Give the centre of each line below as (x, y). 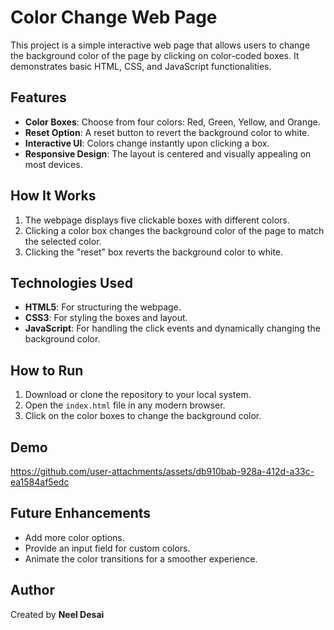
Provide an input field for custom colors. (107, 548)
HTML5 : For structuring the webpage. (103, 307)
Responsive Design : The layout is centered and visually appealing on (168, 153)
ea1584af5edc (40, 482)
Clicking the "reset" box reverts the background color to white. (154, 252)
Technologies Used (71, 282)
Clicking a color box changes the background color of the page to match (174, 230)
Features (38, 97)
